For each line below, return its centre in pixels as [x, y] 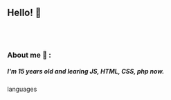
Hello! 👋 [24, 13]
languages [22, 89]
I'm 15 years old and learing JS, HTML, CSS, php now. [86, 72]
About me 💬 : [29, 55]
